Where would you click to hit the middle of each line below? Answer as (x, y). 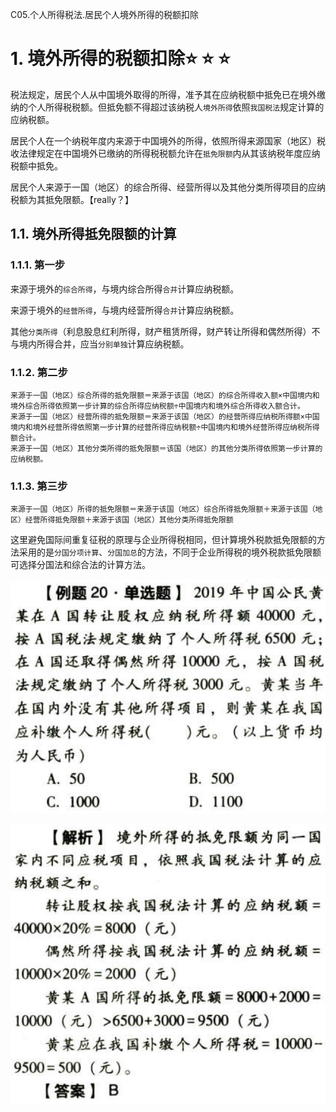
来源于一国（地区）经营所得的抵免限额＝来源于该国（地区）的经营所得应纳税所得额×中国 (165, 416)
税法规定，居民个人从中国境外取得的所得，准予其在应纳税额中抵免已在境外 (163, 94)
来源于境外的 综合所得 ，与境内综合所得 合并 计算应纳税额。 (125, 289)
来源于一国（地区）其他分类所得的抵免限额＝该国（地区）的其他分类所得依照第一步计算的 (166, 448)
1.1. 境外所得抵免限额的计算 (93, 234)
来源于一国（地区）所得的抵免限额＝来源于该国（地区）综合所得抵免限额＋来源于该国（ (163, 509)
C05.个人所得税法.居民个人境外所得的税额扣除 (105, 14)
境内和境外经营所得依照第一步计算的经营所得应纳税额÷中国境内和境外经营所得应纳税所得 (165, 427)
